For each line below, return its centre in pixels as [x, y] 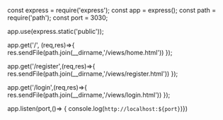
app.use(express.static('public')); [56, 31]
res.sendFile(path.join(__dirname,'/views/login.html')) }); [89, 95]
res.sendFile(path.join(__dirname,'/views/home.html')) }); [90, 53]
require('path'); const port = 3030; [58, 18]
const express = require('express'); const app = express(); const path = [112, 10]
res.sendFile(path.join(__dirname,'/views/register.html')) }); [93, 74]
